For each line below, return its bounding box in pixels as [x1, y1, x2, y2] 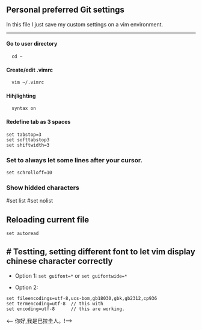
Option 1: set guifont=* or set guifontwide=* [14, 272, 127, 279]
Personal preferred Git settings [6, 5, 125, 15]
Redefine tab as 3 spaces [6, 118, 71, 126]
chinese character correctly [6, 256, 113, 266]
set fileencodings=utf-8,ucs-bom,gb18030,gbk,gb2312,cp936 [6, 295, 158, 301]
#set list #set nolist [6, 197, 53, 204]
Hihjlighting [6, 92, 36, 99]
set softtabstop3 [6, 136, 50, 143]
